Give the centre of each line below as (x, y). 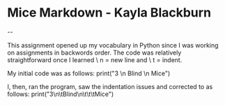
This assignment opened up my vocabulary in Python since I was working (113, 45)
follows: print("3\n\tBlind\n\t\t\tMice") (61, 94)
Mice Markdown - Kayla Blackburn (109, 13)
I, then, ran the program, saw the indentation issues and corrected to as (110, 86)
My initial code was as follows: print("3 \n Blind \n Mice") (89, 73)
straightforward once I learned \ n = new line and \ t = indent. (95, 59)
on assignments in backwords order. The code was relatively (94, 52)
